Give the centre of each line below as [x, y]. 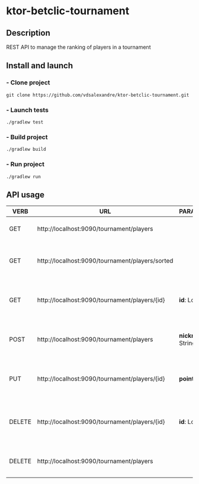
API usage [25, 194]
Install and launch [40, 66]
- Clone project [28, 83]
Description [28, 33]
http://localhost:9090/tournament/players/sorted [105, 261]
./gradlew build [26, 150]
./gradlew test [25, 122]
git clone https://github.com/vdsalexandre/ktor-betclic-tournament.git [98, 95]
